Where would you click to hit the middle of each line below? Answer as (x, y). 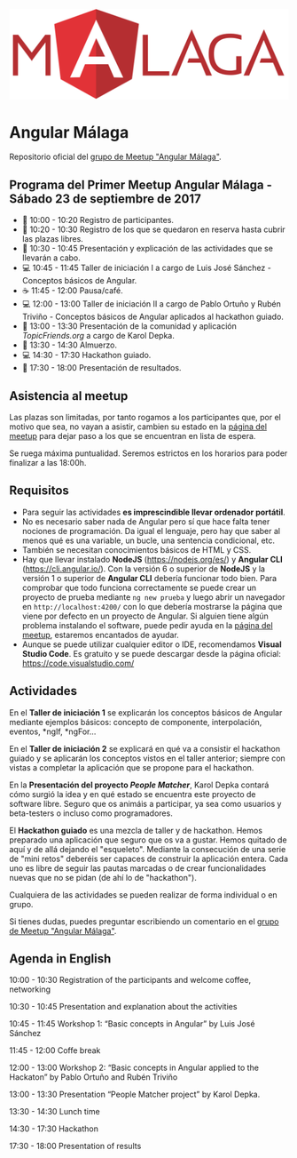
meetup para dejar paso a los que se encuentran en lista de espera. (133, 435)
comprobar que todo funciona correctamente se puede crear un (139, 587)
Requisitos (39, 491)
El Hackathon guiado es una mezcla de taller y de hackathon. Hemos (136, 830)
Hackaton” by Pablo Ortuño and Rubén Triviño (94, 1077)
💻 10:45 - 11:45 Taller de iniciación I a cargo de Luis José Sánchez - (147, 268)
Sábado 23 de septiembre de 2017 (105, 199)
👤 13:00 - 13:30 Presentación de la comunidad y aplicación (129, 326)
